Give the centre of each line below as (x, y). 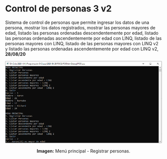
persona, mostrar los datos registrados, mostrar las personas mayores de (80, 27)
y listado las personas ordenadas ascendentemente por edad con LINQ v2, (82, 49)
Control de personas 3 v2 (58, 9)
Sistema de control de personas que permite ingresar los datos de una (77, 22)
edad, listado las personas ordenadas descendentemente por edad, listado (82, 33)
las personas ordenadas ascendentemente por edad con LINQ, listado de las (83, 38)
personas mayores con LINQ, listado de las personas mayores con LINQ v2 (82, 43)
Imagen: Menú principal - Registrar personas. (83, 151)
